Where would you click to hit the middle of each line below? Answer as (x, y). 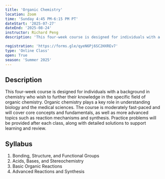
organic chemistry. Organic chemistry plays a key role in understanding (78, 102)
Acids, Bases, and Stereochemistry (48, 161)
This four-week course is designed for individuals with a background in (77, 92)
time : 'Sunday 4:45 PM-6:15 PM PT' (42, 19)
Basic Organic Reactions (37, 166)
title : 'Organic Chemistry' (34, 10)
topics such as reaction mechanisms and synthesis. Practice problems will (81, 118)
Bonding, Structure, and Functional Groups (56, 156)
